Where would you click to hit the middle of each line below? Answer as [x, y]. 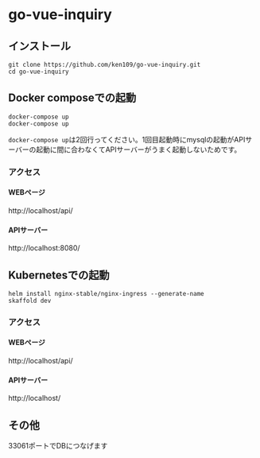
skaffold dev [30, 301]
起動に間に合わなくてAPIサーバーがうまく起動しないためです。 [138, 149]
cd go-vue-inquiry [39, 72]
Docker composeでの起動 [72, 98]
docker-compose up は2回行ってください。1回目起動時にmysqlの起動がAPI [127, 139]
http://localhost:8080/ [45, 248]
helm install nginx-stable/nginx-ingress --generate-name [106, 293]
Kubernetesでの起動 [59, 275]
